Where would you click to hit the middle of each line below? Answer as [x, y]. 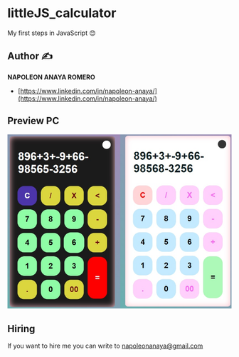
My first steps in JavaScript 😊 [52, 33]
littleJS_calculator [62, 13]
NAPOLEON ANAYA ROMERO [52, 77]
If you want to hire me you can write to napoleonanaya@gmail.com [105, 346]
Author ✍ [30, 56]
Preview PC [33, 121]
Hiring [21, 329]
